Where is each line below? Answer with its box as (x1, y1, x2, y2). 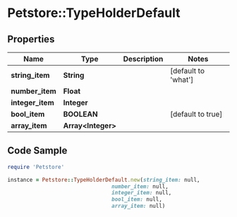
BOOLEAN (63, 110, 98, 119)
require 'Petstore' (7, 163, 65, 170)
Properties (7, 33, 55, 45)
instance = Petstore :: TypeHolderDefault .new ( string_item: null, (7, 176, 200, 183)
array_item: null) (111, 203, 166, 210)
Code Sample (7, 145, 68, 157)
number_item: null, (111, 182, 169, 190)
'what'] (170, 75, 194, 84)
